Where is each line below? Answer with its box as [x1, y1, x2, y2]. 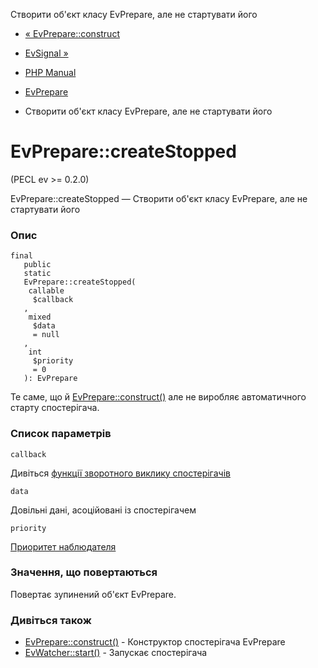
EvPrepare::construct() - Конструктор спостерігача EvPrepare [24, 636, 286, 648]
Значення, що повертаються [10, 565, 158, 579]
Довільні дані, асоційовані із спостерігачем [10, 504, 197, 516]
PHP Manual [24, 67, 77, 78]
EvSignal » [24, 47, 69, 59]
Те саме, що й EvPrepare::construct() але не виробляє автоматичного [10, 391, 307, 403]
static [23, 269, 52, 279]
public [23, 260, 52, 270]
